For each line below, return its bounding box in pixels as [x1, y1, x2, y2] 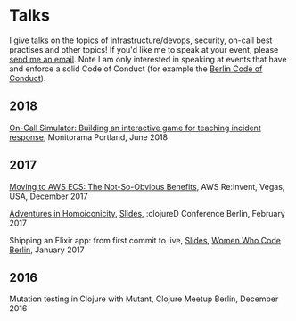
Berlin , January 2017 [9, 244, 85, 255]
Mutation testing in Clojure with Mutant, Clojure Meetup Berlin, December [9, 293, 279, 304]
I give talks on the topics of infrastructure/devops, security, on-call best [9, 35, 273, 45]
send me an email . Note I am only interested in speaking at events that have [9, 53, 287, 64]
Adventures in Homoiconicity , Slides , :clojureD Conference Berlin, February [9, 208, 285, 218]
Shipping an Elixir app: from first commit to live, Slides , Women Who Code [9, 235, 281, 245]
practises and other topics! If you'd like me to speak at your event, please [9, 44, 279, 54]
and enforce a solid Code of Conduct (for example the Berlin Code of [9, 63, 263, 74]
